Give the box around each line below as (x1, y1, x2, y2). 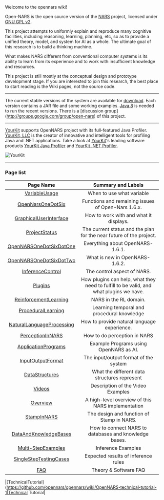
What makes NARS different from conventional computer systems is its (5, 53, 148, 59)
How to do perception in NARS (83, 332, 154, 339)
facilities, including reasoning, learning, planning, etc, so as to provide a (5, 34, 149, 39)
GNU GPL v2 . (5, 19, 32, 24)
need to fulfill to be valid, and (85, 282, 152, 289)
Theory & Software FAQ (91, 467, 145, 474)
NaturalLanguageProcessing (9, 321, 74, 328)
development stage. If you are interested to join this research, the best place (5, 78, 159, 84)
